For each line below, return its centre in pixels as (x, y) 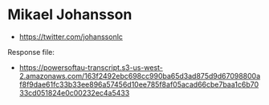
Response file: (31, 52)
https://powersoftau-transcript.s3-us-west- (91, 67)
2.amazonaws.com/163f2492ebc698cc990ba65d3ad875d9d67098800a (140, 76)
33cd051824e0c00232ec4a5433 (74, 92)
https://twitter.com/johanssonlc (71, 37)
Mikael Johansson (70, 15)
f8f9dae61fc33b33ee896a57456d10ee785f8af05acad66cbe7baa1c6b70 (139, 84)
